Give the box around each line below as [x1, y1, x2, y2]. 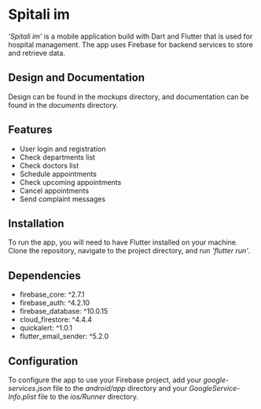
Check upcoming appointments [19, 177, 122, 186]
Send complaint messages [19, 194, 106, 204]
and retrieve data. [8, 48, 65, 57]
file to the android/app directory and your [53, 384, 187, 392]
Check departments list [19, 152, 96, 162]
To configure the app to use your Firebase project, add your [8, 375, 202, 385]
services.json [8, 384, 52, 392]
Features [8, 123, 53, 137]
